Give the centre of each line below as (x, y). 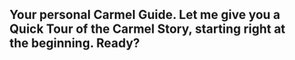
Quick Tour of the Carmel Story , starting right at (147, 30)
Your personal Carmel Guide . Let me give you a (145, 15)
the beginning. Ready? (75, 43)
